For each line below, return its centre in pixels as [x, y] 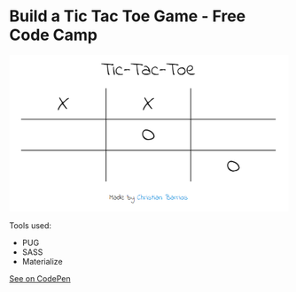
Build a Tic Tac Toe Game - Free [128, 16]
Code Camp [54, 35]
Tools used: [30, 225]
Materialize [43, 261]
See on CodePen [40, 278]
